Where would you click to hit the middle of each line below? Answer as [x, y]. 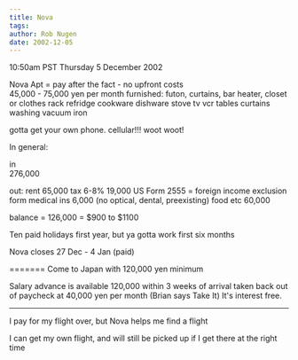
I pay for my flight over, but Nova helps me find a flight [109, 321]
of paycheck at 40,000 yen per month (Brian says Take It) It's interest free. [145, 296]
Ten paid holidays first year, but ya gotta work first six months [122, 235]
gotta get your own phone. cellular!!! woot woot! [97, 130]
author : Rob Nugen [43, 34]
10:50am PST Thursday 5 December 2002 [86, 67]
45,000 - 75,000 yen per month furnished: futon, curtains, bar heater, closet [148, 94]
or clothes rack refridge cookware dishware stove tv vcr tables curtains [140, 104]
